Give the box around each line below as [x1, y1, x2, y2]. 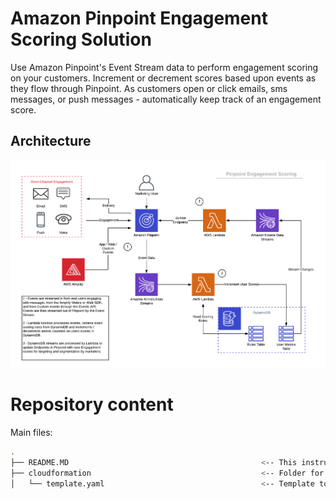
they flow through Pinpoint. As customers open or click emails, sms [10, 82, 288, 94]
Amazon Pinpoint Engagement [10, 7, 268, 30]
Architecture [10, 133, 92, 150]
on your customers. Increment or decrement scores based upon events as [10, 72, 317, 84]
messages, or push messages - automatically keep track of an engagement [10, 93, 322, 105]
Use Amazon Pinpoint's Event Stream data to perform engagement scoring [10, 61, 319, 73]
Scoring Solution [10, 28, 152, 51]
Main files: [10, 427, 53, 439]
